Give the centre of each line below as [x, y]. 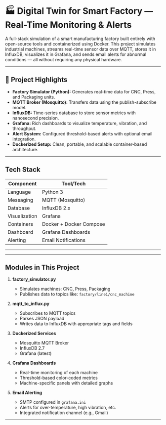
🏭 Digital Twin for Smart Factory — [79, 11]
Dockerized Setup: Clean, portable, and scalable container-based [80, 144]
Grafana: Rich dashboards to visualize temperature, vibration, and [80, 123]
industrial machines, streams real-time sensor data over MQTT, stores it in [81, 49]
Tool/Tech [74, 183]
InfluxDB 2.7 [32, 348]
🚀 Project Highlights [36, 80]
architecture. [25, 149]
